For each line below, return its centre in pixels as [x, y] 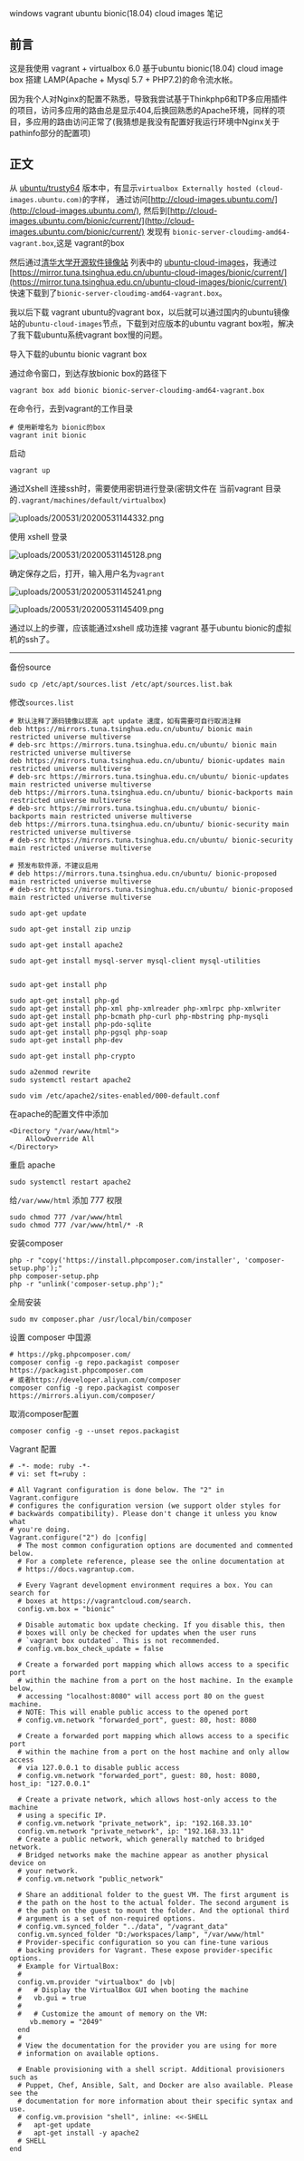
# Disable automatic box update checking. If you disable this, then [151, 1625]
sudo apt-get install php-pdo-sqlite [81, 1024]
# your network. [48, 1871]
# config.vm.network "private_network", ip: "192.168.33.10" [135, 1823]
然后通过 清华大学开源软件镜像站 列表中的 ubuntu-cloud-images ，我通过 [143, 262]
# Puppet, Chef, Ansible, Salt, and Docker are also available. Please [156, 2085]
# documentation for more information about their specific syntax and [156, 2101]
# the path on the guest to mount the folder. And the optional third [153, 1911]
